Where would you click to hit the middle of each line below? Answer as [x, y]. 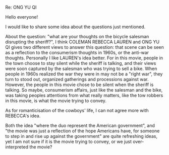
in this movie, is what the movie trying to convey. [56, 101]
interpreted [17, 147]
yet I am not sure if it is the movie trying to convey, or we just [69, 141]
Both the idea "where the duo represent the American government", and [80, 126]
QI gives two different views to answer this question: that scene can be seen [84, 47]
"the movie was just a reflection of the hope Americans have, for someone [82, 131]
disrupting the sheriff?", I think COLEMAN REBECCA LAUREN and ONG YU [82, 42]
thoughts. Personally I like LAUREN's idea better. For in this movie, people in [84, 58]
